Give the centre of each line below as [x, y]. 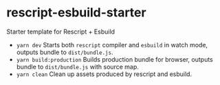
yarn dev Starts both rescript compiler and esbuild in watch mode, [112, 45]
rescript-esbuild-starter [76, 13]
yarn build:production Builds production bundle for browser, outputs [115, 59]
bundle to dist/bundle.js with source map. [77, 66]
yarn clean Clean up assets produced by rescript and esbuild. [104, 74]
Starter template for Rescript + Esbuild [60, 32]
